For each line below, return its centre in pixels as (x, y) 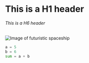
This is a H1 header (44, 9)
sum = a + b (17, 57)
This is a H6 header (25, 23)
